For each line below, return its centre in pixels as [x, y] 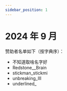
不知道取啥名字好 [30, 62]
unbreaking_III [27, 78]
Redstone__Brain [30, 67]
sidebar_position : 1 [27, 10]
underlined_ [24, 83]
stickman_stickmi [30, 73]
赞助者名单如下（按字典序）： [34, 51]
